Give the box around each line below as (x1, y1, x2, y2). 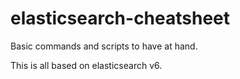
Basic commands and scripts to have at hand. (10, 40, 198, 52)
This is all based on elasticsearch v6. (10, 59, 163, 71)
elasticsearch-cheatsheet (10, 7, 231, 30)
